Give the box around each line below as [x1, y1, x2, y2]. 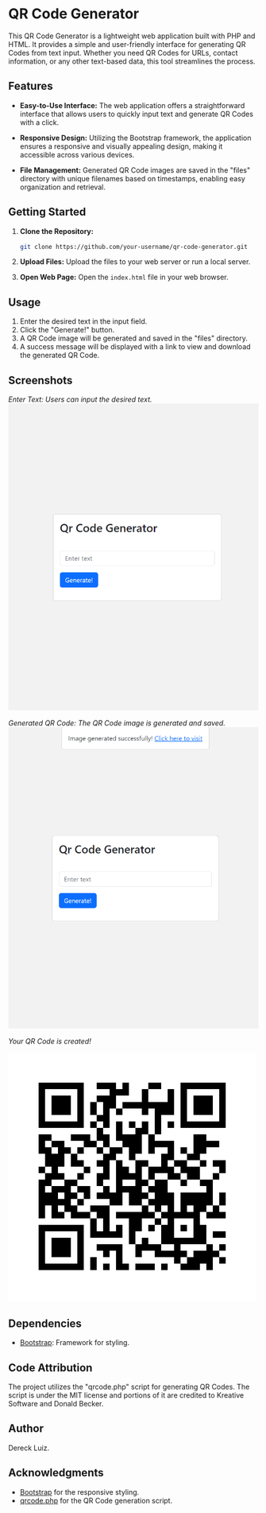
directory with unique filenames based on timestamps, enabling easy [19, 173, 246, 183]
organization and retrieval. [19, 182, 106, 192]
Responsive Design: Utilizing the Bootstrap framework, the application [19, 133, 252, 142]
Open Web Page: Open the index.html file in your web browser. [19, 272, 229, 282]
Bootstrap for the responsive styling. [19, 1487, 140, 1496]
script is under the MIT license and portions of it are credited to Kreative [8, 1390, 245, 1400]
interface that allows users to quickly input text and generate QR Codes [19, 109, 254, 119]
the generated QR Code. [19, 351, 100, 360]
